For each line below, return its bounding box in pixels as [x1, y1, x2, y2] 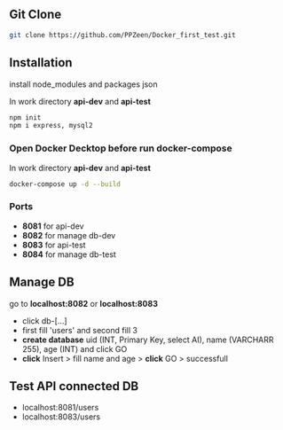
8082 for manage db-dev [21, 230, 116, 240]
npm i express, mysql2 [9, 121, 93, 130]
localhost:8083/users [21, 411, 100, 422]
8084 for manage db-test [21, 248, 117, 260]
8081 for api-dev [21, 221, 84, 231]
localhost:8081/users [21, 403, 99, 413]
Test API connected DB [9, 379, 139, 394]
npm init [9, 113, 42, 122]
